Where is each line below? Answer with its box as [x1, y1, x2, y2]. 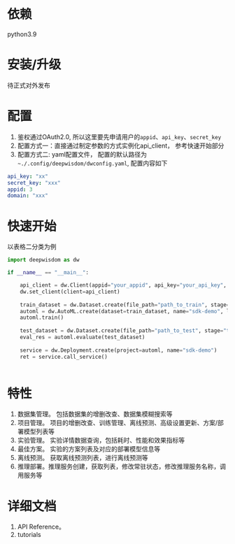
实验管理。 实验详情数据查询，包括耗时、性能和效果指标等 [17, 436, 185, 445]
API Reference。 [17, 522, 65, 531]
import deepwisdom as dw [7, 257, 80, 264]
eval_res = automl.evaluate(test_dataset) [20, 334, 145, 341]
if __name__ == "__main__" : [7, 269, 90, 276]
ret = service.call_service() [20, 353, 108, 360]
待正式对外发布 [7, 81, 50, 90]
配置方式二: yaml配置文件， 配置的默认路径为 [17, 150, 148, 158]
